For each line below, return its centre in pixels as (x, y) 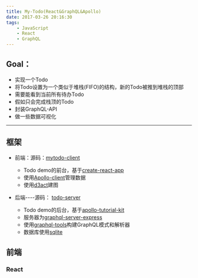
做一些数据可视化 (35, 116)
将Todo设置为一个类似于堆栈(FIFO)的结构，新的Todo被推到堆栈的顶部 (99, 87)
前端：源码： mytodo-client (47, 157)
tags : (13, 22)
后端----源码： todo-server (47, 197)
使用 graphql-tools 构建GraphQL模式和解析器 (77, 224)
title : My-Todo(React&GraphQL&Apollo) (54, 11)
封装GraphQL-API (36, 109)
